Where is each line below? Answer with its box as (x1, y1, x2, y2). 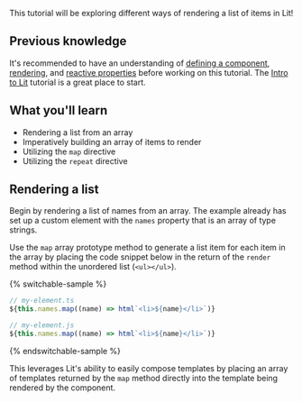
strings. (9, 224, 38, 235)
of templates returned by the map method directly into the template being (9, 372, 278, 383)
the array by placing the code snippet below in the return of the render (9, 251, 271, 262)
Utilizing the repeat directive (22, 155, 128, 166)
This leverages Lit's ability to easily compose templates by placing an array (9, 362, 288, 373)
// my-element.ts (9, 297, 75, 306)
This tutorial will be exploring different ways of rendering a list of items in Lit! (9, 8, 294, 18)
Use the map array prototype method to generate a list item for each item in (9, 242, 286, 253)
